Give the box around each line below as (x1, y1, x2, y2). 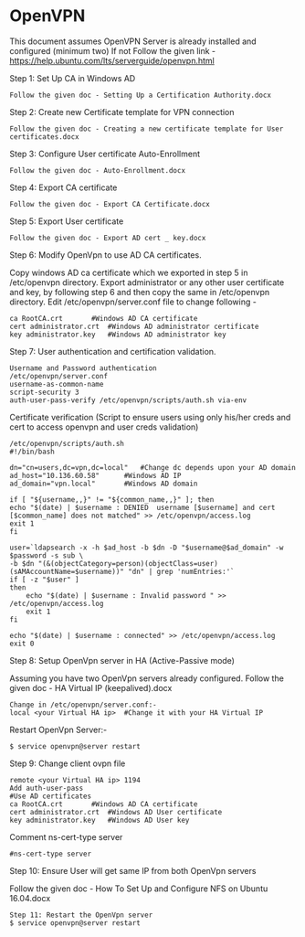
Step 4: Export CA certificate (9, 182, 118, 193)
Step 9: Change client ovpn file (9, 758, 126, 769)
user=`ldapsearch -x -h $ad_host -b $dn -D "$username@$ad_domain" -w (9, 543, 284, 552)
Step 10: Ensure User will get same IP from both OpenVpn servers (9, 865, 257, 876)
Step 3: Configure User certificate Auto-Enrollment (9, 148, 201, 159)
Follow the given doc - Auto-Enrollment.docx (9, 165, 185, 175)
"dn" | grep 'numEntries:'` (127, 567, 235, 576)
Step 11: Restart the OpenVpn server (9, 910, 153, 920)
